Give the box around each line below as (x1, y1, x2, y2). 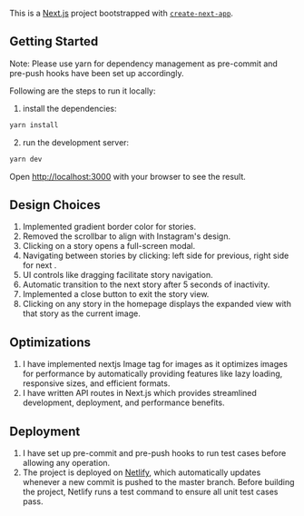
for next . (22, 260, 57, 271)
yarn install (9, 120, 59, 130)
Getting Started (9, 34, 99, 49)
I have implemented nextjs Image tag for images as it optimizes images (22, 359, 289, 370)
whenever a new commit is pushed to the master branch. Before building (22, 477, 295, 487)
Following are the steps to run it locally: (9, 85, 156, 96)
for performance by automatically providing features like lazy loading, (22, 368, 283, 380)
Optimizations (9, 334, 91, 350)
